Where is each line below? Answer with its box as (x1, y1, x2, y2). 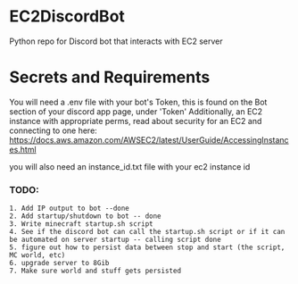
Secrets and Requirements (9, 67, 211, 88)
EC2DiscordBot (9, 6, 125, 27)
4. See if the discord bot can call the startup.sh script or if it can (9, 228, 286, 237)
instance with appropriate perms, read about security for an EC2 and (9, 115, 262, 126)
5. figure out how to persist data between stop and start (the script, (9, 243, 286, 252)
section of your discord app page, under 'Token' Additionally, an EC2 (9, 105, 263, 117)
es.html (9, 144, 37, 155)
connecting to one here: (9, 125, 98, 136)
